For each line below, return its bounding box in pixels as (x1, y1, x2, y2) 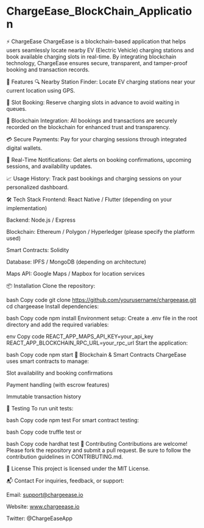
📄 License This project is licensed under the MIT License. (6, 465, 150, 472)
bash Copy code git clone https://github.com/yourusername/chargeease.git (6, 296, 197, 303)
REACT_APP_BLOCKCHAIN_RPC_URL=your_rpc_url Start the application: (6, 339, 188, 347)
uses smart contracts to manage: (6, 357, 90, 365)
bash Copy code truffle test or (6, 428, 82, 435)
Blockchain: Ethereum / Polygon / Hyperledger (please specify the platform (6, 228, 195, 235)
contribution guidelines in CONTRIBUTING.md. (6, 452, 124, 460)
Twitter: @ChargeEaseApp (6, 515, 73, 522)
